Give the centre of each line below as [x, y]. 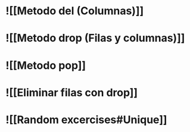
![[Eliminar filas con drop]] [72, 92]
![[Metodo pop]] [46, 65]
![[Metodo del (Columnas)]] [75, 11]
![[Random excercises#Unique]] [86, 120]
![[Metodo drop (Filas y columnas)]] [95, 38]
